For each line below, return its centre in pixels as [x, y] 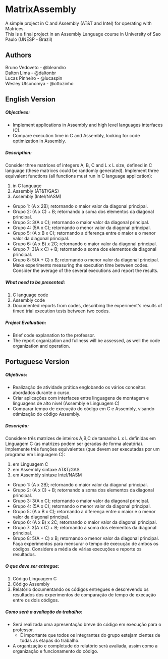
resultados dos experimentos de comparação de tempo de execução [84, 595]
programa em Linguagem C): [35, 455]
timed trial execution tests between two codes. [61, 311]
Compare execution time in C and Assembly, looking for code [76, 136]
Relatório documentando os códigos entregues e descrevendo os [80, 589]
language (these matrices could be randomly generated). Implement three [82, 171]
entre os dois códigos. [36, 600]
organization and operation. [41, 346]
